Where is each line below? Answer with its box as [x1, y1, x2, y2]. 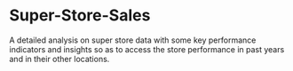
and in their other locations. [9, 53, 110, 64]
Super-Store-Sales [9, 5, 151, 26]
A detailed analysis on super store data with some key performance [9, 35, 257, 45]
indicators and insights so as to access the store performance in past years [9, 43, 285, 54]
